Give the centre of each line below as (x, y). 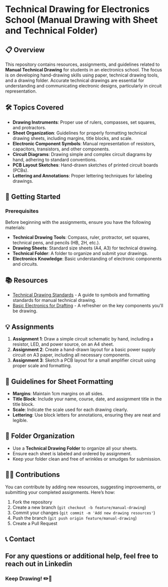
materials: (16, 227)
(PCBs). (20, 170)
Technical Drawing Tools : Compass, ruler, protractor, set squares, (81, 237)
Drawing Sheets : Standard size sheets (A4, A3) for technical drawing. (85, 248)
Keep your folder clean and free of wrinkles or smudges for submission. (87, 459)
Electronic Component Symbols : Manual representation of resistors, (84, 143)
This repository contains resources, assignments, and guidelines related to (82, 64)
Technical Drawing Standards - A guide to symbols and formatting (81, 295)
